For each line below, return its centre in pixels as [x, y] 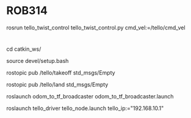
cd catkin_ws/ [24, 49]
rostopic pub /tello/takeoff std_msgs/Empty [61, 73]
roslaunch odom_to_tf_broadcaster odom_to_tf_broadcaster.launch [90, 97]
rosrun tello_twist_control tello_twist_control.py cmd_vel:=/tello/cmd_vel [96, 28]
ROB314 [27, 11]
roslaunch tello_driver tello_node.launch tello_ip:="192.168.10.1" [85, 108]
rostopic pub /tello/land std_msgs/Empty [57, 85]
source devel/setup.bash [38, 61]
